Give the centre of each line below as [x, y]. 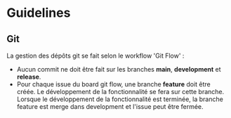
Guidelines [39, 13]
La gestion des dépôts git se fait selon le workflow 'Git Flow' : [95, 55]
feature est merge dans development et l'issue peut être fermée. [110, 106]
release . [29, 77]
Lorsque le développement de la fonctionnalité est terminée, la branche [120, 99]
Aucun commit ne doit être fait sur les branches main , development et [119, 69]
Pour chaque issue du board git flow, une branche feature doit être [114, 84]
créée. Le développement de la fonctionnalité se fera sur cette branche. [120, 92]
